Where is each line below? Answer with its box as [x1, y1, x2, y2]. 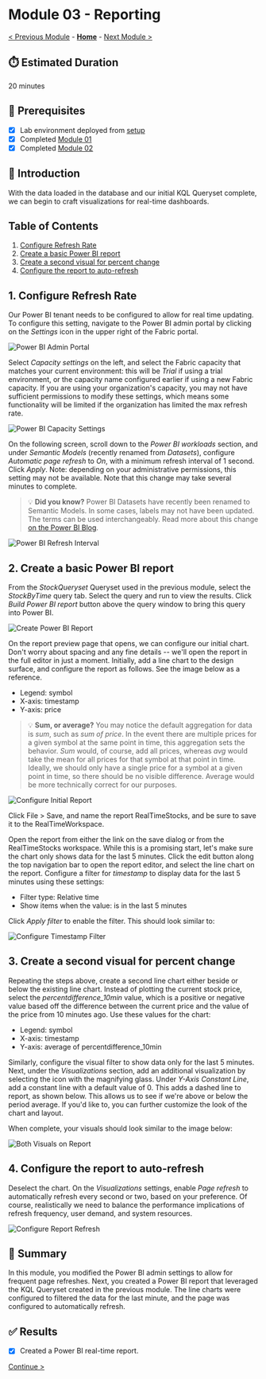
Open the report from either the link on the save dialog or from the [8, 835, 225, 844]
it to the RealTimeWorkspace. [8, 820, 105, 828]
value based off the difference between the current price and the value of [8, 1001, 249, 1011]
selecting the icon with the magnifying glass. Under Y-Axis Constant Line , [8, 1074, 249, 1084]
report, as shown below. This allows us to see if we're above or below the [8, 1091, 249, 1100]
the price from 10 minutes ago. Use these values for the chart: [8, 1009, 211, 1019]
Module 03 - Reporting [8, 6, 161, 24]
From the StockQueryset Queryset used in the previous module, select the [8, 582, 252, 592]
